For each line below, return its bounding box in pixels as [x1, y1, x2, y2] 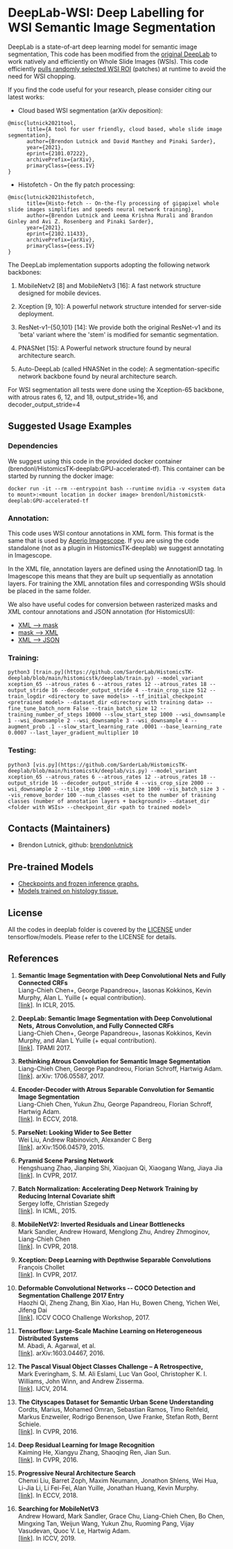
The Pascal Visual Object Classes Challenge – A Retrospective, [17, 1362, 204, 1371]
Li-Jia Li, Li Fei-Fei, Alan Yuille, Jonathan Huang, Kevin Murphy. [17, 1483, 199, 1492]
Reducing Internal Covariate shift [17, 1192, 116, 1200]
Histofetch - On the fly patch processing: [17, 180, 135, 189]
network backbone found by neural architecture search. [17, 372, 178, 380]
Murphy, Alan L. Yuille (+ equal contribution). [17, 993, 146, 1002]
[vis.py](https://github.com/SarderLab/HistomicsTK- [33, 761, 189, 768]
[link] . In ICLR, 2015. [17, 1000, 76, 1009]
